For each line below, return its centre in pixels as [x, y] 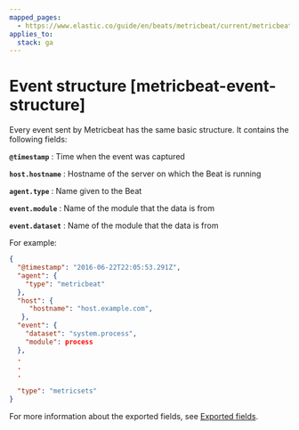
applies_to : [31, 34]
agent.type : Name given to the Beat [76, 191]
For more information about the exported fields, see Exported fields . [134, 417]
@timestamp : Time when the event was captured [97, 157]
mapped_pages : [36, 17]
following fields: [38, 140]
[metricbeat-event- [203, 86]
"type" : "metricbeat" [65, 284]
